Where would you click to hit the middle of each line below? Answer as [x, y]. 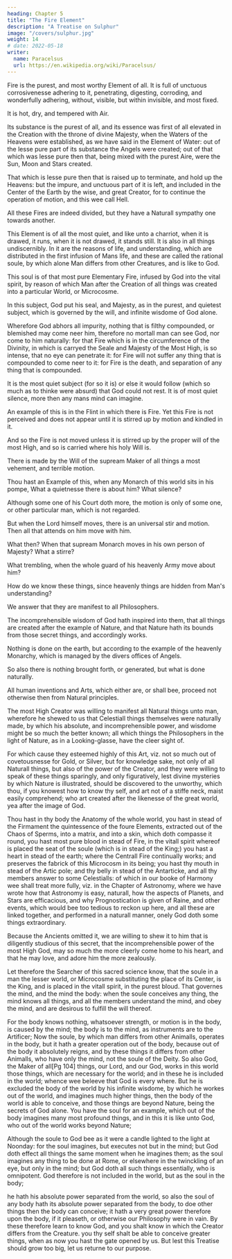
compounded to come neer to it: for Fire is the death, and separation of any [115, 363]
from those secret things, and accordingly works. [77, 635]
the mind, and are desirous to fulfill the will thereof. [80, 1008]
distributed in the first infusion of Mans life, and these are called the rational [115, 256]
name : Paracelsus [38, 59]
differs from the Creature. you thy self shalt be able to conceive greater [109, 1233]
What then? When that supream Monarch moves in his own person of [106, 544]
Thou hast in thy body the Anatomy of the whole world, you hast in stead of [115, 819]
